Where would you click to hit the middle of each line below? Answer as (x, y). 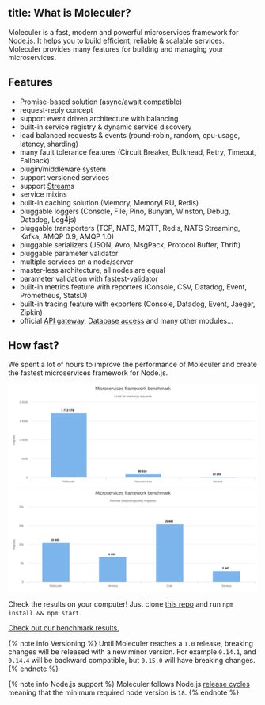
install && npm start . (45, 612)
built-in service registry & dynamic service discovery (106, 127)
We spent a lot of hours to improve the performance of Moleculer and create (133, 365)
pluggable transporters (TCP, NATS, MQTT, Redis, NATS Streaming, (130, 228)
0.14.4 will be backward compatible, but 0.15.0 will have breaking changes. (132, 660)
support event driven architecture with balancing (99, 118)
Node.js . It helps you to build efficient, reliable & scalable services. (116, 40)
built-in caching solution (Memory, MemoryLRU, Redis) (109, 202)
